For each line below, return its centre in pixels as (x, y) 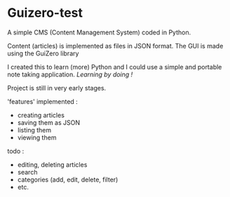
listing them (34, 130)
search (27, 172)
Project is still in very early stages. (57, 88)
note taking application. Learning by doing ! (70, 74)
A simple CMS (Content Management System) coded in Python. (99, 32)
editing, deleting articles (52, 164)
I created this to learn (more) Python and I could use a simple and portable (115, 67)
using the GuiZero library (43, 53)
